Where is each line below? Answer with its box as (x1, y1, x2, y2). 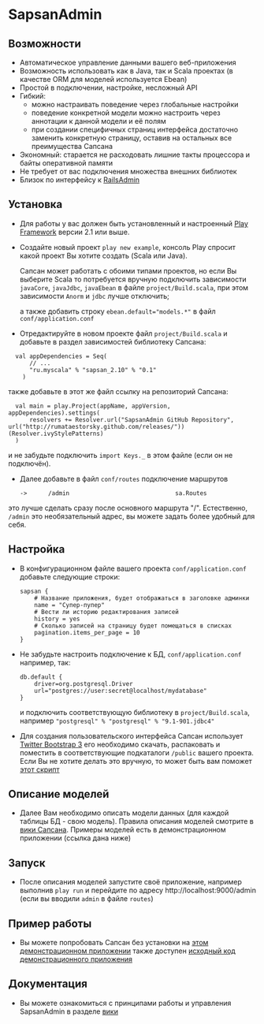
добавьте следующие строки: (19, 572, 121, 581)
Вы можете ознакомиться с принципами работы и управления (19, 998, 232, 1007)
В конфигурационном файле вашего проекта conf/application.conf (19, 564, 247, 573)
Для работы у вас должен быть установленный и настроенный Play (19, 218, 248, 228)
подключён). (8, 459, 51, 468)
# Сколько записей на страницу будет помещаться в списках (34, 621, 232, 630)
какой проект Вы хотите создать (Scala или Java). (19, 251, 188, 260)
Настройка (8, 542, 65, 557)
